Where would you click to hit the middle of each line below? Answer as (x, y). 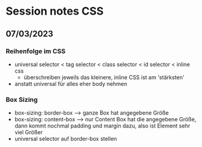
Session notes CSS (55, 11)
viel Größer (29, 132)
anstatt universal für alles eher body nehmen (71, 84)
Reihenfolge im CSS (36, 51)
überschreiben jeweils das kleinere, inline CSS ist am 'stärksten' (104, 77)
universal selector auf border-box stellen (66, 139)
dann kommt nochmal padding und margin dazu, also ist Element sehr (102, 126)
